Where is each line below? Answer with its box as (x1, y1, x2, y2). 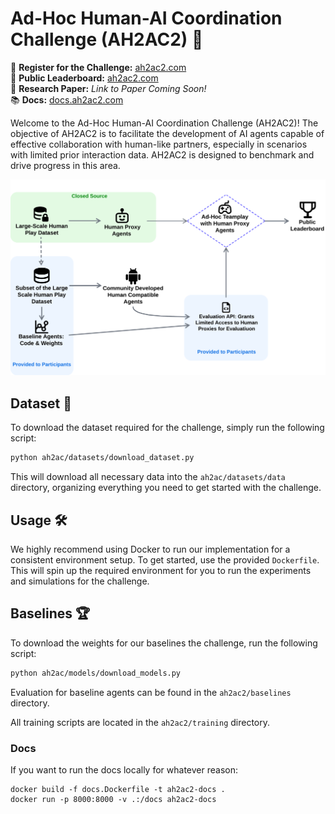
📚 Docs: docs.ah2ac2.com (10, 93, 124, 106)
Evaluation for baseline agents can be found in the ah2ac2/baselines (10, 686, 292, 698)
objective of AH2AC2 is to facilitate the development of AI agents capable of (10, 127, 325, 139)
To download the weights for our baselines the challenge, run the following (10, 637, 318, 649)
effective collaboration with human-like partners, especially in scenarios (10, 138, 308, 150)
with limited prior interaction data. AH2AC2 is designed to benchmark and (10, 148, 315, 161)
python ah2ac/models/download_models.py (10, 668, 182, 678)
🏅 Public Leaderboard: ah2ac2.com (10, 72, 159, 84)
